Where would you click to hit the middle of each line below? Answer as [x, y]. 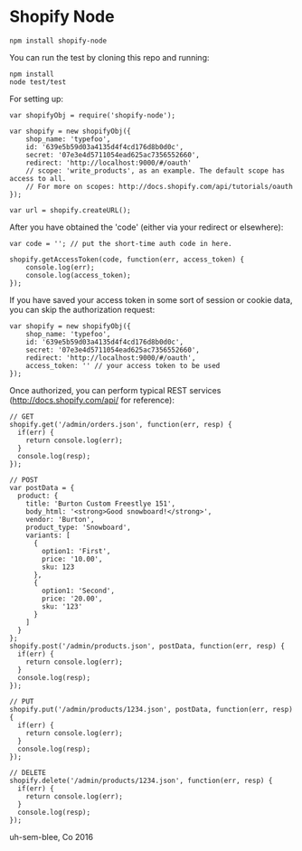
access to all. [38, 178]
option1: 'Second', [79, 591]
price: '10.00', [72, 559]
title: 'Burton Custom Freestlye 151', [101, 504]
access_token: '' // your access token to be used [123, 365]
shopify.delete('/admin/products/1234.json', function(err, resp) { [141, 780]
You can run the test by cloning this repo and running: [109, 57]
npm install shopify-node [58, 41]
